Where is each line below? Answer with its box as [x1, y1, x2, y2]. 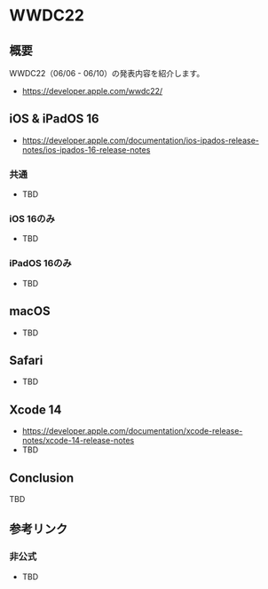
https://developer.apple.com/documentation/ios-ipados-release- [21, 135, 260, 145]
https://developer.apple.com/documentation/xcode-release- [21, 426, 243, 436]
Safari [9, 352, 43, 368]
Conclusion [9, 470, 75, 485]
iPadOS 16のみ [9, 257, 73, 270]
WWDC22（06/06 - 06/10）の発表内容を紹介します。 [9, 68, 205, 78]
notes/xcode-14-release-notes [21, 436, 135, 446]
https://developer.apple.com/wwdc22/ [21, 86, 163, 96]
